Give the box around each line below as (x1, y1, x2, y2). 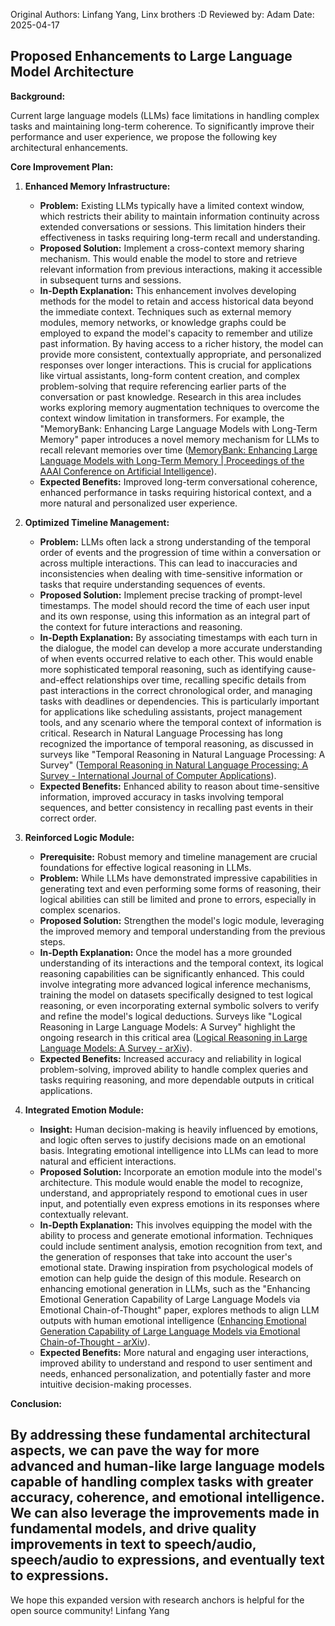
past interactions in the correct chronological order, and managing (39, 684, 313, 696)
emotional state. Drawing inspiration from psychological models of (39, 1261, 314, 1273)
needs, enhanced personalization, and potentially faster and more (39, 1367, 312, 1379)
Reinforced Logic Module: (24, 831, 135, 843)
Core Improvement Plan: (10, 160, 114, 173)
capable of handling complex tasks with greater (10, 1474, 314, 1491)
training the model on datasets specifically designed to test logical (39, 989, 313, 1001)
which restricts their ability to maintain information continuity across (39, 210, 320, 222)
